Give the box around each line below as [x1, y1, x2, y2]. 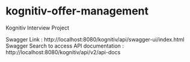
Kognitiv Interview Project [5, 24, 70, 31]
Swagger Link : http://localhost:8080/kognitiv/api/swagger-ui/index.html [5, 36, 185, 43]
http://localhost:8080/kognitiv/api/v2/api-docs [5, 48, 121, 55]
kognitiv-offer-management [5, 4, 149, 18]
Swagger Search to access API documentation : [5, 42, 124, 49]
